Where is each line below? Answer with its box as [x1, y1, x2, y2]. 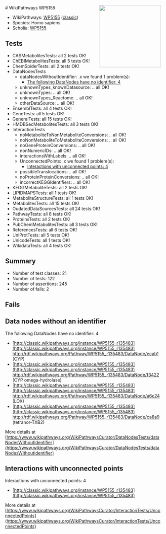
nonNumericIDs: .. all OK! [19, 148, 71, 153]
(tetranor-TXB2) [12, 419, 45, 425]
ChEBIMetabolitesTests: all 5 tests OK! [12, 58, 90, 64]
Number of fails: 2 [12, 286, 49, 292]
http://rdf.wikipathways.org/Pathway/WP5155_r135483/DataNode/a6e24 [12, 392, 160, 399]
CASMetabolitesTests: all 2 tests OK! [12, 52, 86, 59]
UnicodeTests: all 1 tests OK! [12, 237, 70, 243]
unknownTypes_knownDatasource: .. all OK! [19, 84, 110, 90]
